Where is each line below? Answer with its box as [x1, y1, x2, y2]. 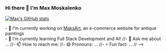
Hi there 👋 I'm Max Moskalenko [5, 4, 82, 11]
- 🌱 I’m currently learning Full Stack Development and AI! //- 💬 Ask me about [5, 36, 161, 42]
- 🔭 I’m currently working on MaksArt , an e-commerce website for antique [5, 25, 157, 31]
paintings [5, 31, 24, 37]
